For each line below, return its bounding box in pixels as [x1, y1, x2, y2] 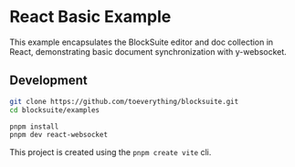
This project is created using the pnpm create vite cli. [9, 147, 212, 158]
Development [9, 73, 89, 89]
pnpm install [9, 121, 59, 131]
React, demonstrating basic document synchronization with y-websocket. [9, 46, 288, 57]
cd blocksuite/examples [9, 105, 100, 115]
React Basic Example [9, 6, 172, 27]
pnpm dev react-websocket [9, 130, 108, 140]
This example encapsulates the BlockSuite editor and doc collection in [9, 37, 274, 47]
